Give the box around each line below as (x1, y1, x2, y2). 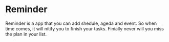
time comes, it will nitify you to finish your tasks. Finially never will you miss (5, 25, 164, 31)
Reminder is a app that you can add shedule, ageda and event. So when (5, 20, 157, 26)
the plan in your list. (5, 31, 47, 37)
